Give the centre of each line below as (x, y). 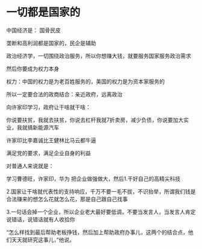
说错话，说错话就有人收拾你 (41, 219)
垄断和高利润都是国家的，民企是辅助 (51, 43)
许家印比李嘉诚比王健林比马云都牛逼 (51, 140)
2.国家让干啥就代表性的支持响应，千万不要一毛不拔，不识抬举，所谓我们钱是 (101, 191)
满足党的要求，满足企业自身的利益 (49, 153)
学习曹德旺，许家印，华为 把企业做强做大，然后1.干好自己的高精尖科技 (93, 178)
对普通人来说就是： (30, 166)
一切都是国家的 (43, 12)
